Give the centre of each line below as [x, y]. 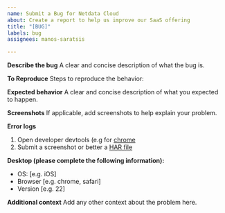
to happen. [22, 100]
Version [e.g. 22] [41, 189]
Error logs [22, 126]
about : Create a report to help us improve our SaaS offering [99, 20]
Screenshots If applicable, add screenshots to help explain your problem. [112, 113]
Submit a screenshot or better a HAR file [75, 147]
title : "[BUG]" [29, 26]
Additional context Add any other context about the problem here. [102, 203]
